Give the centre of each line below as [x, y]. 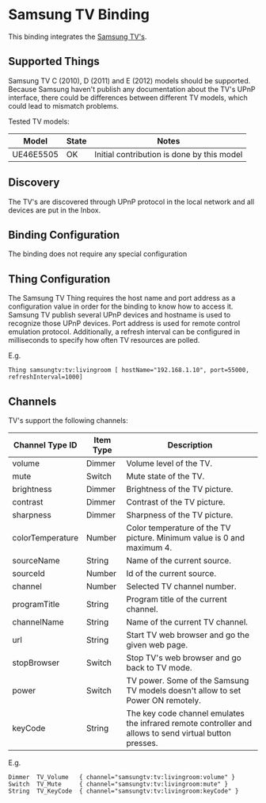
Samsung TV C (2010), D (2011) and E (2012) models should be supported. [129, 80]
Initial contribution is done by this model [169, 154]
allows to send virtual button [179, 733]
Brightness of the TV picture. [180, 489]
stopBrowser [36, 663]
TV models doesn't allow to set [184, 690]
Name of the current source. [179, 561]
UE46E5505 [36, 154]
